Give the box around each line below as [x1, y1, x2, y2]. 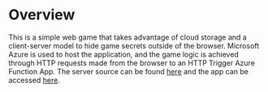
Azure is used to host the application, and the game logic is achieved [8, 49, 240, 59]
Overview [8, 6, 76, 24]
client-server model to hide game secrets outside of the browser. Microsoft [8, 40, 260, 50]
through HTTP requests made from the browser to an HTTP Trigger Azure [8, 58, 256, 68]
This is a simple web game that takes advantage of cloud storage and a [8, 32, 248, 42]
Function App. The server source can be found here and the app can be [8, 66, 249, 76]
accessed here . [8, 75, 61, 85]
